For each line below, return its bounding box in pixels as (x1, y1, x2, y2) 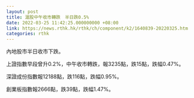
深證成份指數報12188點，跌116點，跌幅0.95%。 (6, 73, 122, 80)
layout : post (6, 8, 39, 15)
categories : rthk (6, 31, 50, 37)
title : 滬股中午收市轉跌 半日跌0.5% (6, 14, 90, 20)
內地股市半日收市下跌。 (6, 48, 64, 55)
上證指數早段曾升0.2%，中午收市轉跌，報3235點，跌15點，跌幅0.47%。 (6, 61, 184, 68)
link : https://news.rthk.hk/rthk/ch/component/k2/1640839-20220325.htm (6, 25, 188, 31)
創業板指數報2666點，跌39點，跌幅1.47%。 (6, 86, 115, 93)
